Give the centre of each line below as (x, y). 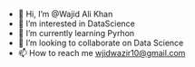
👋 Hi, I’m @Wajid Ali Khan (65, 14)
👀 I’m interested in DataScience (77, 24)
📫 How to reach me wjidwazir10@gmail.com (102, 53)
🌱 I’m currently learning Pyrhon (76, 33)
